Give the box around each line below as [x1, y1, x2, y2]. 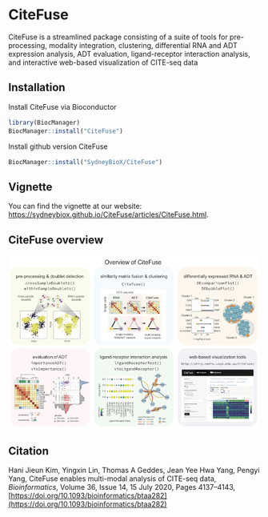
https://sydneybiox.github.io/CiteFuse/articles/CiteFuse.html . [8, 210, 210, 219]
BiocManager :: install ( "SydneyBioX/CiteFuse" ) [8, 158, 162, 166]
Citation [8, 444, 50, 458]
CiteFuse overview [8, 233, 104, 246]
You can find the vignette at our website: [8, 202, 142, 211]
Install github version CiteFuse [8, 142, 108, 151]
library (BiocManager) [8, 118, 81, 126]
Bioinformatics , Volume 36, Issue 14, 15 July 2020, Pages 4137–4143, [8, 483, 236, 492]
